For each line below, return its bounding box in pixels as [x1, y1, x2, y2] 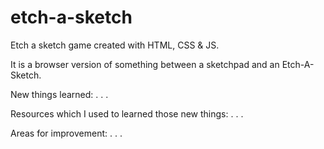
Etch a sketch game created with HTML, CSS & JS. [10, 39, 220, 51]
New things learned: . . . [10, 88, 109, 100]
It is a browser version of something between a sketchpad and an [10, 58, 280, 70]
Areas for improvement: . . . [10, 127, 123, 139]
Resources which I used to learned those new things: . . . [10, 107, 244, 120]
